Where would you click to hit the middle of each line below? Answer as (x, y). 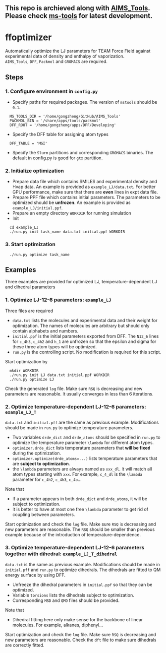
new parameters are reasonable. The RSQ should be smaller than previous (80, 529)
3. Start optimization (30, 244)
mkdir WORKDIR (24, 371)
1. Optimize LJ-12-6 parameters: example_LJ (58, 300)
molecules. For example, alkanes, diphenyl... (57, 625)
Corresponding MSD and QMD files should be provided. (66, 600)
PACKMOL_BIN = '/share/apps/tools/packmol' (55, 121)
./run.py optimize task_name (40, 255)
